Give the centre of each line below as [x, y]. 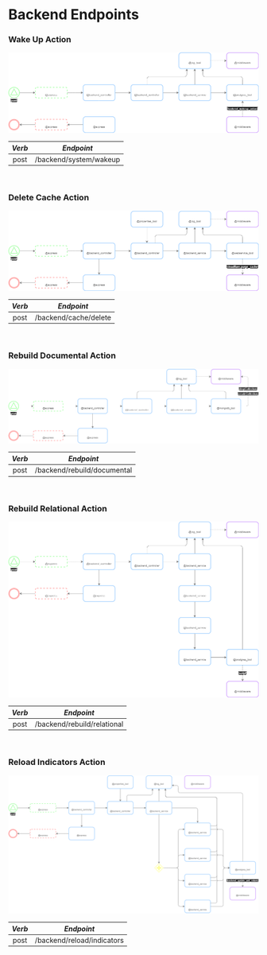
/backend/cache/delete [73, 317]
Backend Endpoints [74, 15]
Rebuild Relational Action [58, 508]
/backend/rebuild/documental [83, 470]
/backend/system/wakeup [77, 159]
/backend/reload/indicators [79, 940]
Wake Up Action [40, 40]
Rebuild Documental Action [62, 355]
